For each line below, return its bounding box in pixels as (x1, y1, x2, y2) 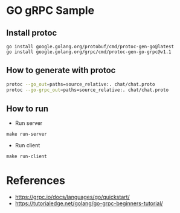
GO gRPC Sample (6, 4, 95, 17)
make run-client (6, 153, 47, 160)
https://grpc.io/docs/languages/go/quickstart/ (14, 194, 130, 201)
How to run (6, 103, 49, 113)
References (6, 173, 65, 187)
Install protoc (6, 28, 57, 38)
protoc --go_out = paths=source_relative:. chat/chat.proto (6, 81, 155, 87)
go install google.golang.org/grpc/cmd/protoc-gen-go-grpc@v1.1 (6, 49, 172, 55)
